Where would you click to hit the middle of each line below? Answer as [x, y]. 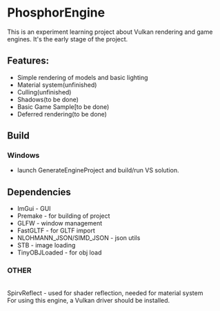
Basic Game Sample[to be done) [63, 107]
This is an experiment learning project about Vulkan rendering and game [110, 32]
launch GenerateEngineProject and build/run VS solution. [98, 170]
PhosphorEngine [56, 13]
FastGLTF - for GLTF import [56, 231]
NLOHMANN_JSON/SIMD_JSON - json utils [79, 238]
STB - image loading [46, 245]
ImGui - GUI [34, 209]
